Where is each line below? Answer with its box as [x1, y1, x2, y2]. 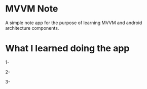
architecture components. [5, 25, 59, 31]
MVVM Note [5, 3, 58, 15]
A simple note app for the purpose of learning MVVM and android [5, 20, 142, 26]
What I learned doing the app [5, 43, 130, 54]
